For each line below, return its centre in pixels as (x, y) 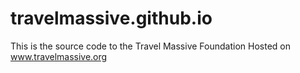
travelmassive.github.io (111, 18)
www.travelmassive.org (59, 56)
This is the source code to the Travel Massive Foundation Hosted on (150, 46)
